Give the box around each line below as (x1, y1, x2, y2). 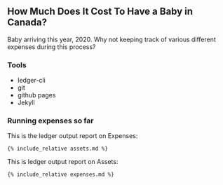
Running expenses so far (7, 116, 94, 125)
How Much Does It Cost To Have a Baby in (7, 6, 194, 18)
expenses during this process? (7, 42, 96, 51)
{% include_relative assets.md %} (7, 145, 109, 153)
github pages (17, 91, 56, 100)
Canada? (7, 17, 48, 29)
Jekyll (17, 98, 35, 107)
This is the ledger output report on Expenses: (7, 132, 138, 140)
